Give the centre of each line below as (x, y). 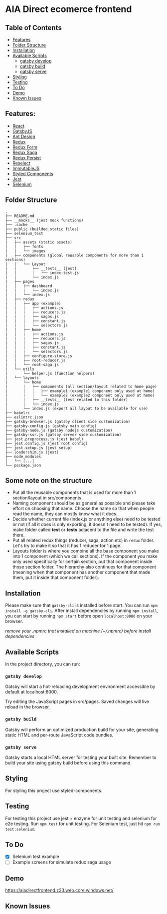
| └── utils (20, 369)
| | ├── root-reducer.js (35, 360)
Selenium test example (36, 856)
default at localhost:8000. (32, 692)
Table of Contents (34, 28)
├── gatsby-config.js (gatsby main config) (51, 426)
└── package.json (23, 465)
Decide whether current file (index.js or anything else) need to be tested (86, 519)
